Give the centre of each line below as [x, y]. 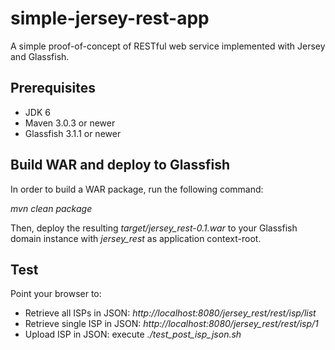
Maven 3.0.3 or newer [70, 123]
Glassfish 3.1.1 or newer [73, 133]
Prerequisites [53, 88]
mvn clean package [51, 208]
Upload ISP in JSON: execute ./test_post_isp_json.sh [133, 334]
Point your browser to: [56, 294]
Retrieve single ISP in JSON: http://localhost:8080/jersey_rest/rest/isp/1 [171, 324]
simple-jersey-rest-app [110, 18]
